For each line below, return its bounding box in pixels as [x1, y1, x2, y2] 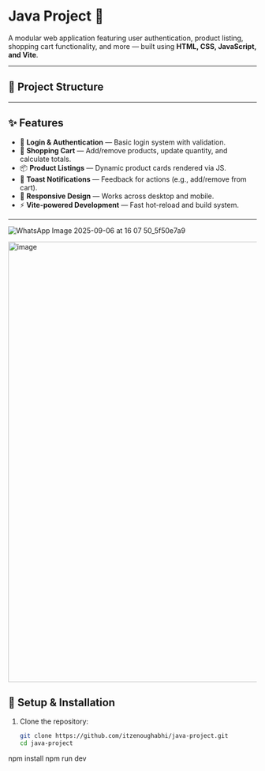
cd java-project [19, 739, 73, 747]
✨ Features [8, 116, 64, 130]
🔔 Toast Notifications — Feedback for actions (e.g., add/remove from [19, 174, 247, 184]
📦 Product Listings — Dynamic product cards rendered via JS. [19, 163, 227, 172]
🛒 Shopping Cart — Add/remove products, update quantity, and [19, 145, 228, 155]
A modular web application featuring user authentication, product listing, [8, 33, 244, 43]
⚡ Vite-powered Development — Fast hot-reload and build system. [19, 200, 239, 209]
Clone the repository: [19, 716, 89, 726]
